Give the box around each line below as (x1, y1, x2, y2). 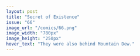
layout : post (6, 8, 38, 15)
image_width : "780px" (6, 30, 59, 36)
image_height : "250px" (6, 36, 62, 41)
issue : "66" (6, 19, 35, 25)
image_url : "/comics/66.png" (6, 24, 77, 31)
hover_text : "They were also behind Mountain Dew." (6, 41, 135, 47)
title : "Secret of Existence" (6, 14, 80, 20)
